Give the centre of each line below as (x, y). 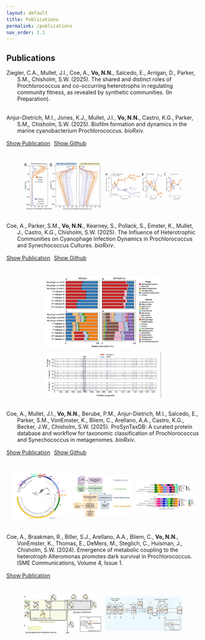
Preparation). (34, 99)
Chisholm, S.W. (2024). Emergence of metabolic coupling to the (98, 550)
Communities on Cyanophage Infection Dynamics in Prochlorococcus (105, 239)
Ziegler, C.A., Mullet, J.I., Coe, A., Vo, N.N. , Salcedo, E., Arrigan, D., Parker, (101, 73)
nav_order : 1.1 (26, 33)
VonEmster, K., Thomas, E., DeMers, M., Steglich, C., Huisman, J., (100, 544)
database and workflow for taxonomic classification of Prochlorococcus (108, 433)
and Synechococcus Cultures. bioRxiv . (66, 245)
